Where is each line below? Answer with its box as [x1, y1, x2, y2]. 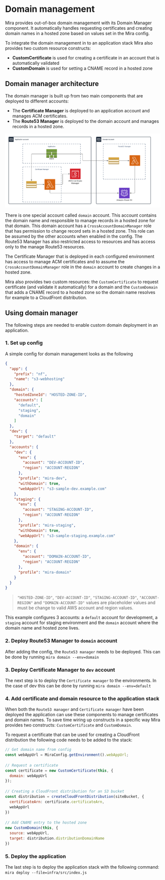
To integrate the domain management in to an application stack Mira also [5, 40, 153, 46]
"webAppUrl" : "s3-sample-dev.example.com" [18, 486, 107, 491]
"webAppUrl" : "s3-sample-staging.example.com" [18, 533, 116, 538]
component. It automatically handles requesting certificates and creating [5, 25, 153, 31]
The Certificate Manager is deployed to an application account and [12, 107, 150, 113]
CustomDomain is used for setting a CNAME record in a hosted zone [12, 65, 153, 71]
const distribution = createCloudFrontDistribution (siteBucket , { [5, 794, 144, 799]
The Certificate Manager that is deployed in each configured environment [5, 253, 155, 259]
